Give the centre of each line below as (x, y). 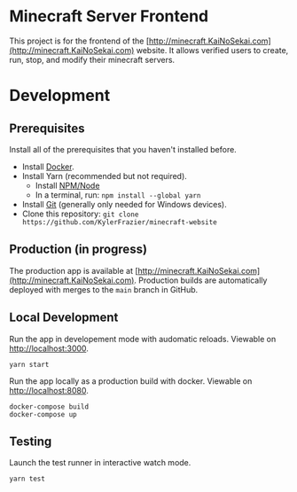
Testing (31, 441)
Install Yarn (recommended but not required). (105, 176)
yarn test (27, 479)
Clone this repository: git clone (80, 214)
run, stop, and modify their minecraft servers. (92, 59)
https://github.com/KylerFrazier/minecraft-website (119, 222)
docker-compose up (43, 414)
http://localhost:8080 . (49, 390)
